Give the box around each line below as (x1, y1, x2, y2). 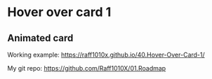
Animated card (7, 32, 74, 44)
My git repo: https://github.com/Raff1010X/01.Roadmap (7, 64, 166, 72)
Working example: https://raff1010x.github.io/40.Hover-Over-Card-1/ (7, 50, 205, 59)
